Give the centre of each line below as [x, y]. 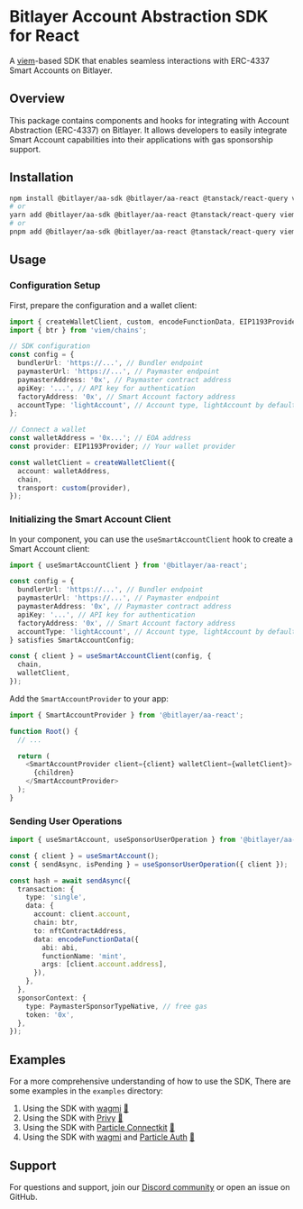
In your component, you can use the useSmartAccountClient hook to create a [151, 539]
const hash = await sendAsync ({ [70, 881]
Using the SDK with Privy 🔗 [73, 1118]
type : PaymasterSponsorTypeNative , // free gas [116, 1006]
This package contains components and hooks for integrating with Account [149, 120]
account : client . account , [82, 914]
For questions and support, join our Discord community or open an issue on [150, 1186]
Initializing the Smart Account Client [90, 519]
